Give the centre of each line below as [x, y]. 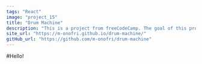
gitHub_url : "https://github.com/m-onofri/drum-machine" [79, 39]
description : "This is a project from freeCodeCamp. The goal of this [96, 28]
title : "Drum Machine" [35, 23]
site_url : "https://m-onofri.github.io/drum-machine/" [76, 34]
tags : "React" [24, 12]
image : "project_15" [32, 17]
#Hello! [15, 56]
